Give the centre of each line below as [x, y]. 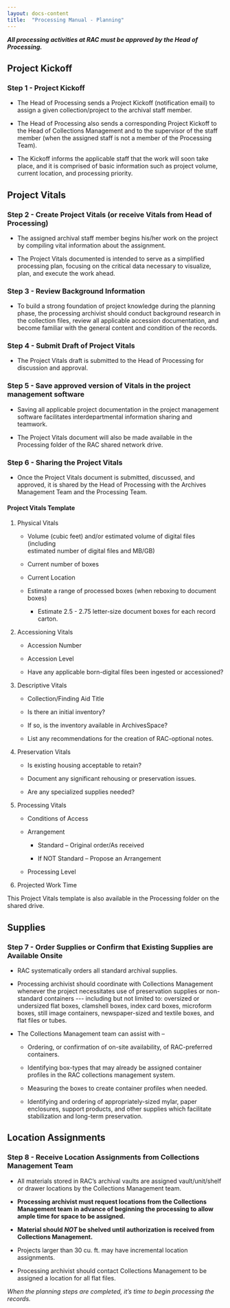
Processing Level [52, 872]
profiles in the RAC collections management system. [101, 1075]
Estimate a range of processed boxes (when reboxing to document [122, 591]
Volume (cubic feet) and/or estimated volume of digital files [111, 536]
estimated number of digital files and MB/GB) [91, 551]
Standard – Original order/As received [91, 845]
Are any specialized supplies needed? [81, 792]
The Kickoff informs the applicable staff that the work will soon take [113, 159]
